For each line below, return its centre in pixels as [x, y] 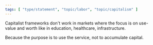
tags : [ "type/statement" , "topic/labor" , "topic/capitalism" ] [71, 9]
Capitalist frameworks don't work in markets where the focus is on [72, 23]
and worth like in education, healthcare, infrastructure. [71, 28]
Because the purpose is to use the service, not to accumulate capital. [74, 37]
